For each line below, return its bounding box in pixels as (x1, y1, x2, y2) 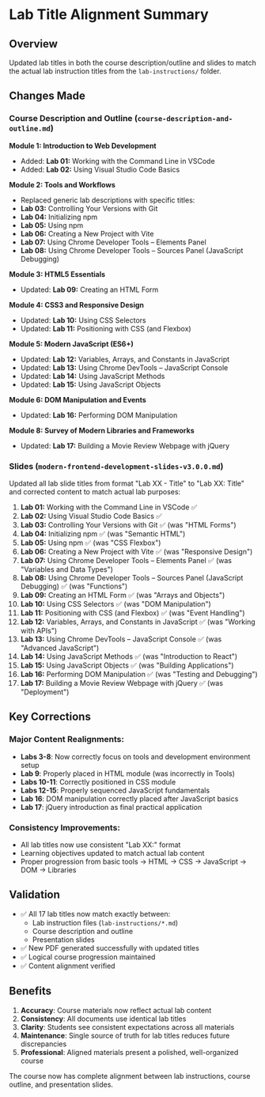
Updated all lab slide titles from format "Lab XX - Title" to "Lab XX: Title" (9, 479, 244, 488)
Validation (9, 888, 60, 902)
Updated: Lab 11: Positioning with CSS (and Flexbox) (20, 323, 192, 333)
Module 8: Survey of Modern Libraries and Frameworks (9, 426, 195, 435)
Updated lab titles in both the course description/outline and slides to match (9, 58, 256, 67)
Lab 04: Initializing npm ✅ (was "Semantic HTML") (20, 528, 186, 539)
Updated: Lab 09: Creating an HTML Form (20, 285, 159, 294)
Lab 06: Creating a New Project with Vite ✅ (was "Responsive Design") (20, 547, 253, 556)
